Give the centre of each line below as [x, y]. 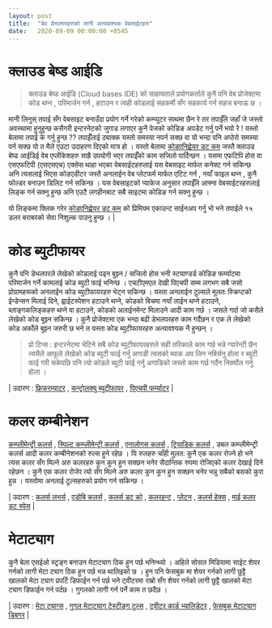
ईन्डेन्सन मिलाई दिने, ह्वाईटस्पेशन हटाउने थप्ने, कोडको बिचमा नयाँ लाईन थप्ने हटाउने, [115, 301]
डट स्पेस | [21, 506]
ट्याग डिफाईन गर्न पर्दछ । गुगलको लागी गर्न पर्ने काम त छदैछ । [88, 590]
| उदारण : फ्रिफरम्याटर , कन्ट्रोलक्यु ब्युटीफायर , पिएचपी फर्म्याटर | [91, 388]
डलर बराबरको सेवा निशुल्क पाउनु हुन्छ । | [62, 218]
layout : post [30, 16]
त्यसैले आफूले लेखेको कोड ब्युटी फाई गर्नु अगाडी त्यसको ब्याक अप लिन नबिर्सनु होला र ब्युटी [142, 354]
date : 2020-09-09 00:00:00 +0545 [68, 31]
